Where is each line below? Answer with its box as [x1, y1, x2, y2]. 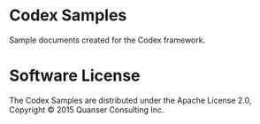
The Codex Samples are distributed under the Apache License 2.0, [9, 95, 252, 105]
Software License [9, 66, 141, 86]
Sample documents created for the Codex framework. [9, 35, 206, 45]
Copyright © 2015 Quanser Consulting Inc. [9, 104, 164, 115]
